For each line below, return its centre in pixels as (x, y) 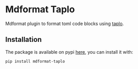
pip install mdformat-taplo (35, 61)
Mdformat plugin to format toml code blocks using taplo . (65, 24)
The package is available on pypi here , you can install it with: (69, 52)
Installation (24, 40)
